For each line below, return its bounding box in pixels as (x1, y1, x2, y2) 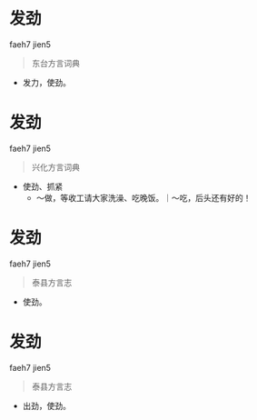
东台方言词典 (31, 57, 80, 68)
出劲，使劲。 (22, 400, 71, 411)
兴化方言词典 (31, 161, 80, 173)
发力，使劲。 (22, 76, 71, 87)
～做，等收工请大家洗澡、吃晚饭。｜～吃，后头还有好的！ (35, 192, 252, 203)
